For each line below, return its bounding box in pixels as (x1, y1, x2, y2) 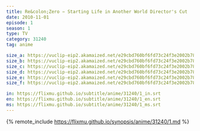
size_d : (6, 69, 26, 75)
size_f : (6, 80, 26, 86)
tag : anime (6, 42, 33, 48)
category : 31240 (6, 36, 46, 42)
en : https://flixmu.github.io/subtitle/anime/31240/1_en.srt (6, 96, 161, 103)
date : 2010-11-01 (6, 14, 49, 20)
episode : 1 (6, 20, 33, 25)
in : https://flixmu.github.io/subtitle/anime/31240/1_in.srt (6, 91, 161, 97)
